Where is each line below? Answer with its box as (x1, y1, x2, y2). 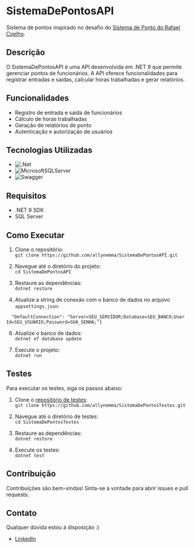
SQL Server (14, 213, 43, 220)
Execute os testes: (14, 446, 61, 453)
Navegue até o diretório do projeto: (14, 263, 101, 270)
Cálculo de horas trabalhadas (14, 115, 87, 123)
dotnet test (14, 452, 45, 459)
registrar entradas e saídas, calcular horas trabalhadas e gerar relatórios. (6, 76, 185, 83)
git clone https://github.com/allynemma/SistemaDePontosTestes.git (14, 402, 186, 408)
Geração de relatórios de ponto (14, 121, 92, 129)
